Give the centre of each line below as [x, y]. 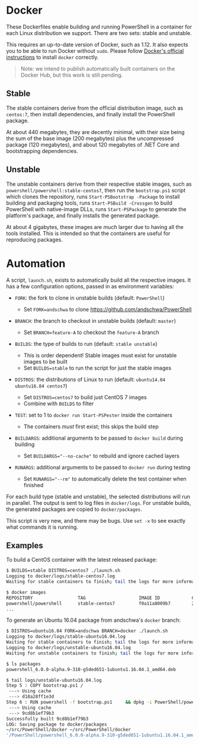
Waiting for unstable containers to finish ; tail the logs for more [92, 653]
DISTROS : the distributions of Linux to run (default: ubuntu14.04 [90, 379]
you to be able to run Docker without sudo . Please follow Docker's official [95, 50]
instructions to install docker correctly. [52, 57]
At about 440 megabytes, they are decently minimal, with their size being [95, 132]
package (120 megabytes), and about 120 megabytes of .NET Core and [93, 144]
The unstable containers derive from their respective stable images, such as [99, 184]
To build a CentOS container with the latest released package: [82, 560]
